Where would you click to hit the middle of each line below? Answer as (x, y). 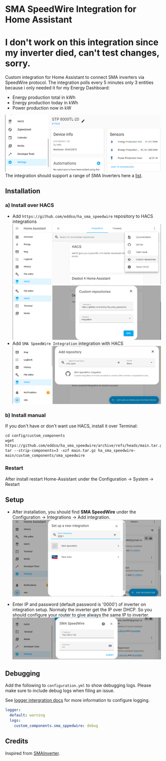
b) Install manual (25, 415)
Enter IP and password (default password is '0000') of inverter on (79, 604)
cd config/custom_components (35, 436)
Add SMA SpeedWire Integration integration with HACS (68, 344)
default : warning (27, 715)
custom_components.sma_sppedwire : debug (56, 726)
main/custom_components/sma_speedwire (45, 456)
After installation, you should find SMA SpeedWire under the (74, 512)
